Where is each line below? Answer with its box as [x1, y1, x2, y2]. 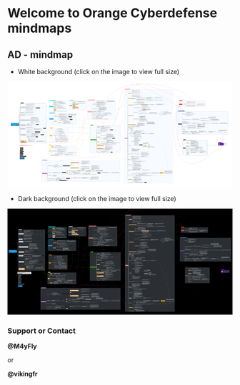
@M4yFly [7, 342, 37, 351]
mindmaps [7, 20, 72, 36]
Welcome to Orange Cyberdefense [7, 5, 218, 21]
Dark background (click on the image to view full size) [17, 195, 176, 203]
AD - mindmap [7, 48, 74, 61]
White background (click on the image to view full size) [17, 68, 180, 76]
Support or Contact [7, 326, 76, 336]
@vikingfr [7, 369, 38, 379]
